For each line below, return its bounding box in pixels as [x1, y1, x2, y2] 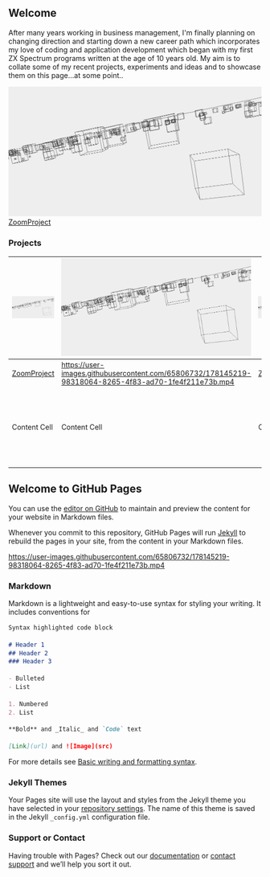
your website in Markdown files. [8, 512, 114, 522]
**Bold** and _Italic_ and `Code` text [8, 725, 142, 734]
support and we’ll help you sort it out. [8, 859, 132, 869]
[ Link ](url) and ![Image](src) [8, 743, 113, 751]
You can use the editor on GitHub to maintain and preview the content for [8, 503, 251, 513]
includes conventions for [8, 607, 91, 617]
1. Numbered [8, 699, 48, 708]
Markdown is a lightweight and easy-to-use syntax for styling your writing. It [8, 598, 261, 608]
